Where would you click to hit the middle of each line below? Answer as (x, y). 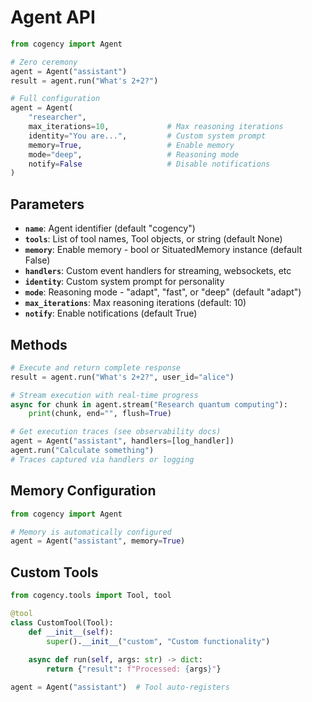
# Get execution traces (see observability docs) (116, 432)
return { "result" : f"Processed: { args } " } (134, 669)
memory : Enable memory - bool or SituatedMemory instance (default (163, 250)
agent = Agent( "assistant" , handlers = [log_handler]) (122, 441)
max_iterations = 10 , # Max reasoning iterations (156, 127)
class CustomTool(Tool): (62, 622)
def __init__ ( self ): (71, 632)
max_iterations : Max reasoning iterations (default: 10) (135, 303)
